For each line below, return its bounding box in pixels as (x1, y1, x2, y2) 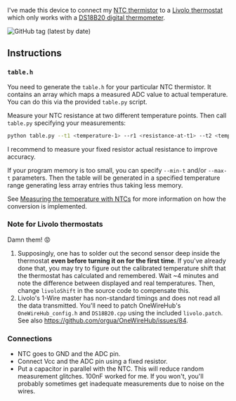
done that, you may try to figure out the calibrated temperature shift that (17, 263, 226, 272)
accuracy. (7, 152, 37, 161)
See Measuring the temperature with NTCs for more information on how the (7, 195, 226, 203)
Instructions (7, 47, 62, 59)
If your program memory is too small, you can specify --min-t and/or (7, 166, 207, 174)
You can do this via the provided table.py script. (7, 98, 147, 106)
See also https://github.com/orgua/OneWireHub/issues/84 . (17, 316, 188, 324)
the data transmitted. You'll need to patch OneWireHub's (17, 301, 181, 310)
